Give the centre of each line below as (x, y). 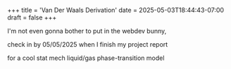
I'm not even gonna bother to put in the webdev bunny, (87, 31)
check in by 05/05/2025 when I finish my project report (88, 44)
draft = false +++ (32, 17)
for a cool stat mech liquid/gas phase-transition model (86, 58)
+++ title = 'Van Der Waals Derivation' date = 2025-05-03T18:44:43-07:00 (115, 10)
